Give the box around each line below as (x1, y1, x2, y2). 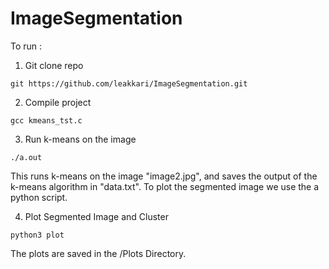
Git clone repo (24, 59, 84, 71)
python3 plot (10, 230, 65, 240)
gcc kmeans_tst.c (10, 115, 83, 126)
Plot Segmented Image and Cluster (24, 210, 169, 222)
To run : (10, 40, 43, 52)
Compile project (24, 96, 92, 108)
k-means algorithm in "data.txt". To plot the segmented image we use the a (10, 180, 320, 192)
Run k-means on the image (24, 133, 137, 145)
